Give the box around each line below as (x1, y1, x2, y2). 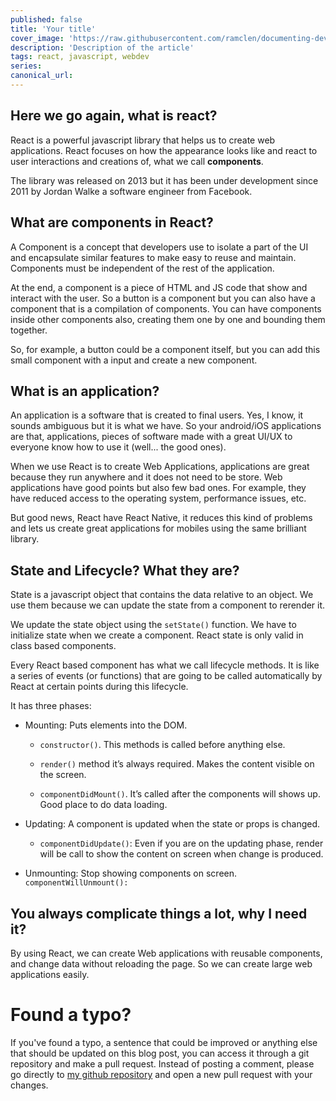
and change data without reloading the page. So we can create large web (10, 957, 313, 970)
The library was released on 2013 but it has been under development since (10, 174, 319, 186)
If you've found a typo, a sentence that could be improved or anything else (10, 1036, 318, 1048)
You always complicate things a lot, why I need (10, 905, 308, 922)
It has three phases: (10, 700, 92, 712)
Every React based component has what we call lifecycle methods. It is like (10, 659, 320, 671)
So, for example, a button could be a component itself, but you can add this (10, 343, 321, 355)
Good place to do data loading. (39, 799, 168, 811)
